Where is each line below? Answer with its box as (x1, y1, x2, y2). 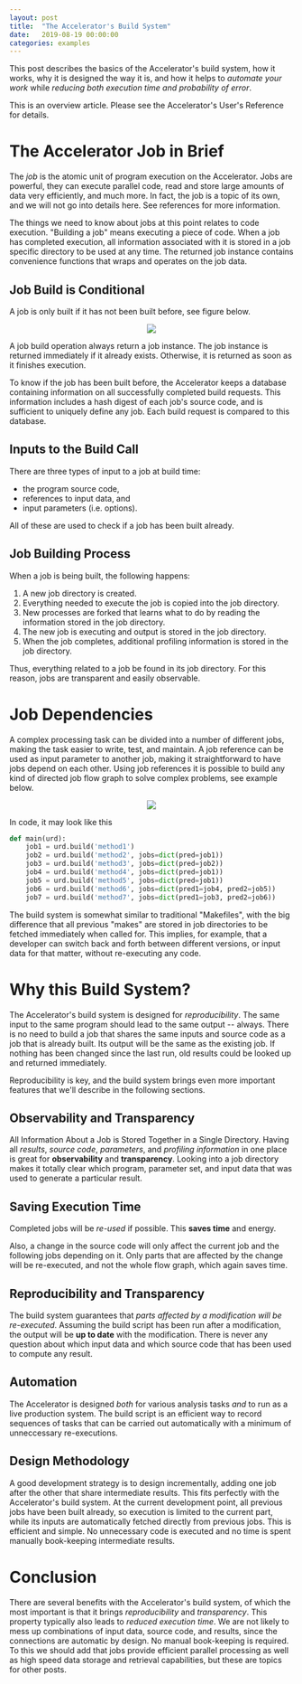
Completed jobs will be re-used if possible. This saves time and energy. (9, 1223, 277, 1234)
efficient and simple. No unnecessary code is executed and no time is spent (9, 1525, 291, 1537)
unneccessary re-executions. (9, 1427, 119, 1438)
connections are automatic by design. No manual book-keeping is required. (9, 1635, 289, 1646)
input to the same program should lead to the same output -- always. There (9, 1019, 289, 1030)
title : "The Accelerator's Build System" (9, 22, 171, 31)
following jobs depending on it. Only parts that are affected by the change (9, 1250, 284, 1261)
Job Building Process (9, 546, 131, 561)
